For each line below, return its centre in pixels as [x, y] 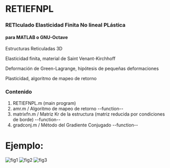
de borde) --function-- [37, 119]
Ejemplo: [24, 146]
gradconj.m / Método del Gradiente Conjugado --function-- [75, 125]
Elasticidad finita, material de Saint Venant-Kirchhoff [60, 59]
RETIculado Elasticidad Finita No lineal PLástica [66, 25]
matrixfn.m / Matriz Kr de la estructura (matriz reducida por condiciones [89, 114]
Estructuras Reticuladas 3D [34, 49]
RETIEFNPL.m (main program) [44, 103]
